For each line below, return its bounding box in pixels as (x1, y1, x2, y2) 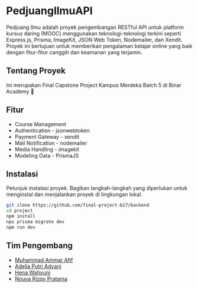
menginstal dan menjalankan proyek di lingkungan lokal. (6, 191, 143, 198)
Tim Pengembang (6, 241, 73, 251)
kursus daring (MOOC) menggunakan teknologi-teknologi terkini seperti (6, 30, 181, 37)
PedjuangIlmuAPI (6, 4, 93, 18)
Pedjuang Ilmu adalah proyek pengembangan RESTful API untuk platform (6, 24, 184, 31)
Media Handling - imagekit (14, 146, 80, 153)
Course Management (14, 120, 67, 127)
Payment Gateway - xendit (14, 133, 80, 140)
